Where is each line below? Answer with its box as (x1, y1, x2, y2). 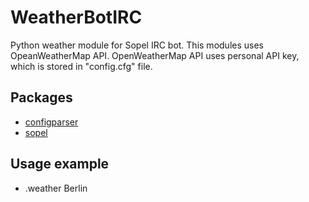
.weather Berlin (24, 182, 88, 194)
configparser (24, 116, 79, 128)
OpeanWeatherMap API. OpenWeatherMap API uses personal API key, (10, 49, 300, 61)
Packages (10, 89, 73, 106)
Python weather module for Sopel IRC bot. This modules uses (10, 39, 264, 51)
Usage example (10, 156, 110, 173)
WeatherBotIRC (10, 6, 143, 29)
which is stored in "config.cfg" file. (10, 60, 153, 72)
